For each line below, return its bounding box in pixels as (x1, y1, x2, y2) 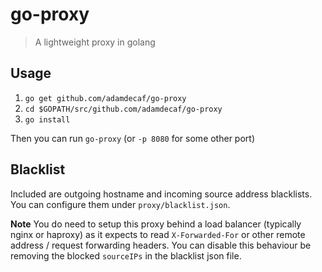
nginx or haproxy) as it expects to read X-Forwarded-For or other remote (10, 228, 306, 240)
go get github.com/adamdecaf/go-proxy (24, 93, 187, 103)
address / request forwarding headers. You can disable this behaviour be (10, 239, 312, 251)
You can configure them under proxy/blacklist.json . (10, 198, 231, 210)
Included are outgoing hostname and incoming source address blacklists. (10, 188, 313, 200)
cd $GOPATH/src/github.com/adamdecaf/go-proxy (24, 104, 223, 114)
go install (24, 114, 71, 125)
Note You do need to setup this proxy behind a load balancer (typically (10, 218, 302, 230)
